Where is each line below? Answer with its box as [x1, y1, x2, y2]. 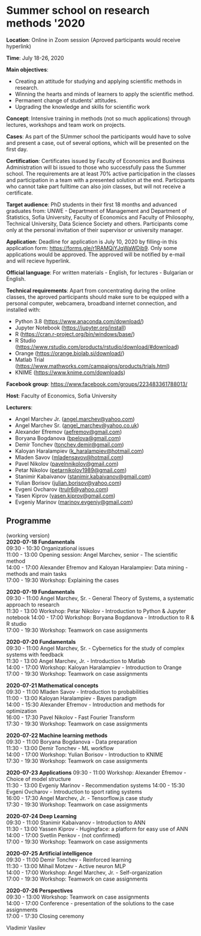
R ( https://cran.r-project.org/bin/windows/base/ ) [14, 330, 135, 337]
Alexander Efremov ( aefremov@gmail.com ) [14, 428, 122, 435]
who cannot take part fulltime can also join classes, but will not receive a [6, 183, 186, 190]
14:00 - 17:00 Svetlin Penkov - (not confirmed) [6, 831, 121, 839]
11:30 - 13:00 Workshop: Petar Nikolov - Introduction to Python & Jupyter [6, 607, 186, 614]
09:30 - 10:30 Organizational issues [6, 545, 95, 552]
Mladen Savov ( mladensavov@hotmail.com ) [14, 453, 124, 460]
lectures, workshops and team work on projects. [6, 121, 126, 128]
